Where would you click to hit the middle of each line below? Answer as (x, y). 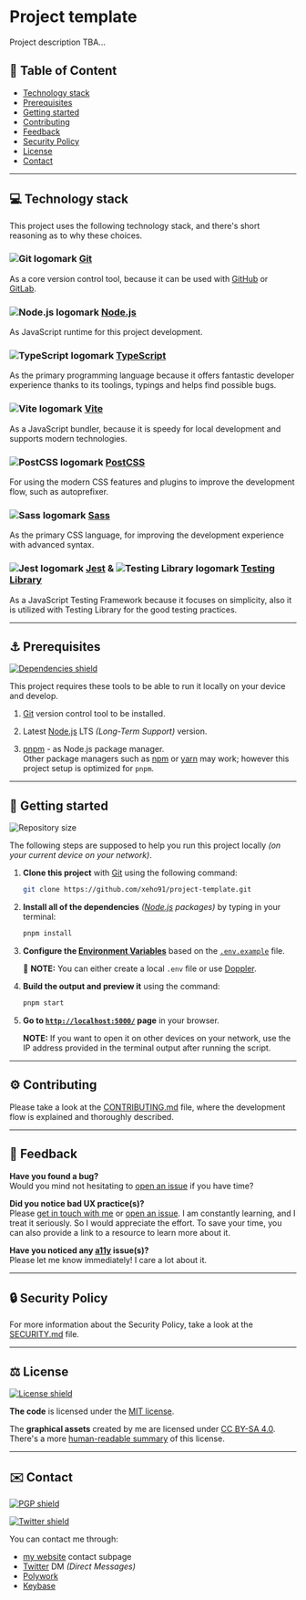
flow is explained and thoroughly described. (92, 1116)
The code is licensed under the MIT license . (92, 1411)
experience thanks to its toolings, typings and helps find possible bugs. (143, 385)
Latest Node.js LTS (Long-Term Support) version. (115, 731)
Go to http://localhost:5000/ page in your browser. (121, 1020)
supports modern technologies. (68, 438)
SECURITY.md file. (45, 1334)
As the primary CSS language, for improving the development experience (147, 535)
